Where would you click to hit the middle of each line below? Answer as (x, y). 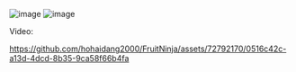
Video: (22, 31)
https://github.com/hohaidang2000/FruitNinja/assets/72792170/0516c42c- (148, 49)
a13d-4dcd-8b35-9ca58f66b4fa (69, 58)
